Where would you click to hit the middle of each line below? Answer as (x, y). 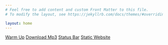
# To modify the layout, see (35, 14)
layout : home (19, 23)
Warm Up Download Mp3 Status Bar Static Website (58, 37)
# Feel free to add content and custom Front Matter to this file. (77, 10)
